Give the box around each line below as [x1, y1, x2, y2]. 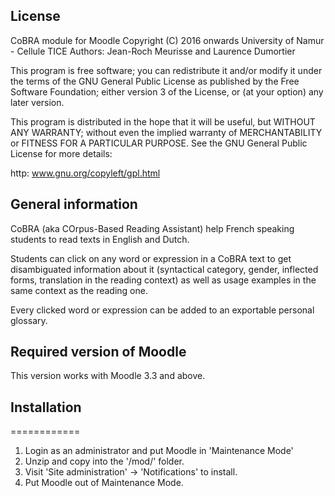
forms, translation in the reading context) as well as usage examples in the [10, 274, 317, 286]
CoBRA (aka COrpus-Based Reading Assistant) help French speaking [10, 222, 295, 234]
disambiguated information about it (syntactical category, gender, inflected [10, 263, 319, 275]
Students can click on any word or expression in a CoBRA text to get [10, 252, 292, 264]
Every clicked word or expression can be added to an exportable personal [10, 304, 315, 316]
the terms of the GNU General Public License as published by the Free [10, 75, 300, 87]
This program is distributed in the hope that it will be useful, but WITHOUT [10, 115, 316, 128]
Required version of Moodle [10, 344, 187, 361]
